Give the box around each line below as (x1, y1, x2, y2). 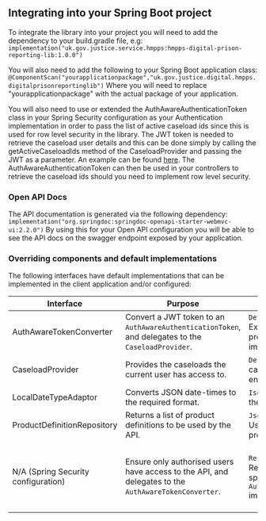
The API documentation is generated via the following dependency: (8, 209, 228, 219)
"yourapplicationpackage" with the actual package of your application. (8, 89, 239, 98)
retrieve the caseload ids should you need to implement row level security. (8, 171, 251, 181)
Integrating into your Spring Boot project (8, 6, 212, 20)
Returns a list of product (125, 410, 215, 421)
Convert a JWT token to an (125, 312, 226, 323)
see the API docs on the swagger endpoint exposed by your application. (8, 233, 244, 243)
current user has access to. (125, 369, 227, 380)
